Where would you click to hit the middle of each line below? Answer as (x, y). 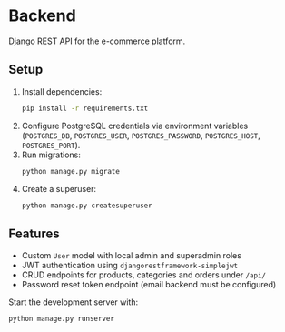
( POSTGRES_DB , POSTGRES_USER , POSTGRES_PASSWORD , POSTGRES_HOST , (141, 135)
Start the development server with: (73, 302)
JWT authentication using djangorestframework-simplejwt (129, 266)
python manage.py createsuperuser (87, 206)
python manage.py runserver (62, 319)
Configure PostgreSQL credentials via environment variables (135, 126)
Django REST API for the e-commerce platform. (97, 41)
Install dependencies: (62, 91)
